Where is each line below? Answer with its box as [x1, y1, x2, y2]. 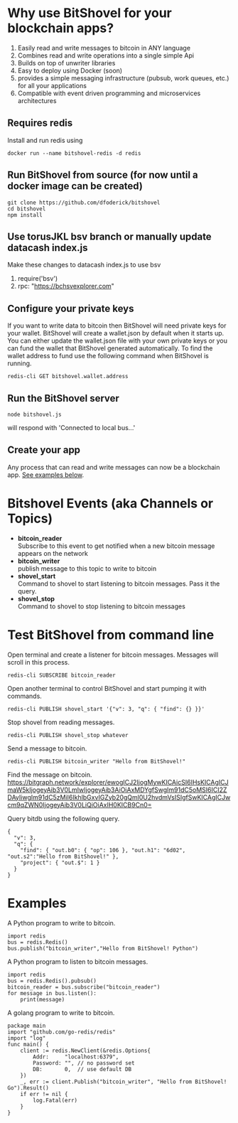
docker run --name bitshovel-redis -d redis [7, 149, 141, 157]
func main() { [7, 1041, 50, 1048]
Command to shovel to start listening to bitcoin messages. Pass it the [17, 579, 220, 588]
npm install [7, 211, 43, 218]
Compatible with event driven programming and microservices [17, 89, 201, 97]
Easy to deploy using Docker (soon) [17, 66, 123, 75]
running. [7, 359, 32, 367]
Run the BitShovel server [7, 392, 119, 404]
